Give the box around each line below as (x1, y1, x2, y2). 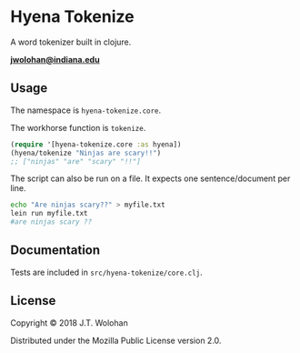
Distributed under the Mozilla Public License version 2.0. (10, 335, 222, 346)
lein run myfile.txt (10, 209, 89, 218)
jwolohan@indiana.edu (10, 54, 100, 65)
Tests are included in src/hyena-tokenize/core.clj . (10, 267, 203, 277)
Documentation (10, 243, 101, 258)
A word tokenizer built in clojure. (10, 36, 132, 47)
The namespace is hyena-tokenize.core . (10, 105, 162, 116)
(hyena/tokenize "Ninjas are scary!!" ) (10, 148, 162, 157)
